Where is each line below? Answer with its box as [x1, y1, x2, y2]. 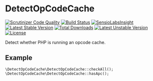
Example [5, 54, 33, 62]
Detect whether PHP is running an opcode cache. [5, 39, 106, 45]
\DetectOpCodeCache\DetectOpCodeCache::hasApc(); [5, 71, 110, 76]
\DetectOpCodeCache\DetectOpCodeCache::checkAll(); [5, 67, 114, 72]
